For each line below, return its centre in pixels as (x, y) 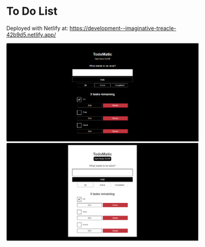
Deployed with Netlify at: (37, 28)
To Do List (32, 11)
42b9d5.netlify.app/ (31, 34)
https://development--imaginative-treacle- (123, 28)
